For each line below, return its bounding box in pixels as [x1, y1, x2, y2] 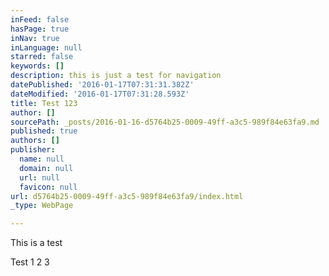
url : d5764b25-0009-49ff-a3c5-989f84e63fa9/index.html [10, 191, 244, 201]
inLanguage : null [10, 42, 83, 53]
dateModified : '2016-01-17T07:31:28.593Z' [10, 89, 190, 99]
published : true [10, 126, 78, 136]
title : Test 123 [10, 98, 78, 108]
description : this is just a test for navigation [10, 71, 222, 81]
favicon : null [19, 182, 78, 192]
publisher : [10, 145, 56, 155]
